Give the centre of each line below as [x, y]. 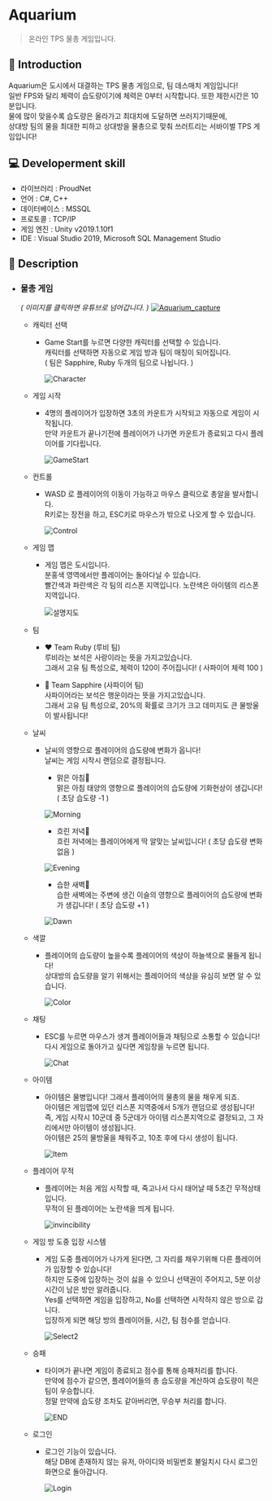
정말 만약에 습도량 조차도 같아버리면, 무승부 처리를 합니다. [136, 1401]
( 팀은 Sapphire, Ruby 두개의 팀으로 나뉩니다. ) [119, 363]
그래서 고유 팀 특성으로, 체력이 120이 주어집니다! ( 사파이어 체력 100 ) [154, 668]
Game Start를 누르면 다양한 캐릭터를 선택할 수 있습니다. [132, 342]
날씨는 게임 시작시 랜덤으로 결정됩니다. [105, 760]
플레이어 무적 [53, 1171]
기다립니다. [84, 444]
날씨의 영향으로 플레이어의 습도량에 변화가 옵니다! [123, 750]
